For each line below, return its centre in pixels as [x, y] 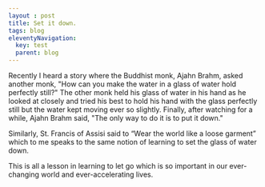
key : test [32, 46]
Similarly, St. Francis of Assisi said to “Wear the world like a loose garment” [132, 133]
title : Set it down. [43, 23]
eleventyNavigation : [43, 38]
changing [24, 174]
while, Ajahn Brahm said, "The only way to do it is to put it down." [116, 118]
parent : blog [37, 53]
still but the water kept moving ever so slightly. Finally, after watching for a [131, 109]
